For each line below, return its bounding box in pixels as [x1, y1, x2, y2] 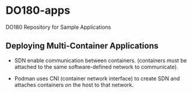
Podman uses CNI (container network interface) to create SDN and [14, 74, 180, 82]
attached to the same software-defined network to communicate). [14, 63, 179, 70]
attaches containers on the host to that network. [14, 81, 134, 88]
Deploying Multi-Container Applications [5, 41, 159, 51]
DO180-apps [5, 4, 70, 17]
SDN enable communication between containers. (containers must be [14, 56, 187, 64]
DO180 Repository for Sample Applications [5, 23, 111, 31]
